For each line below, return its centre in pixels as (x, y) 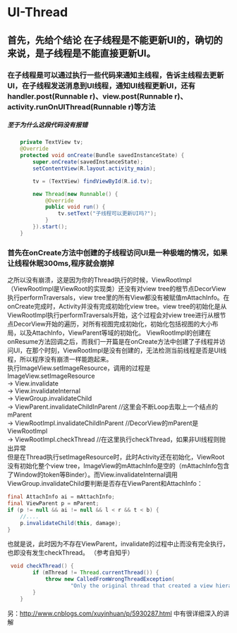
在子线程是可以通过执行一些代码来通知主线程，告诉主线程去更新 (116, 75)
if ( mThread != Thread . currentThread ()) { (96, 573)
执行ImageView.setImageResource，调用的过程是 (79, 368)
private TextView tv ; (51, 142)
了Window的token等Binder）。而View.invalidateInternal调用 (93, 475)
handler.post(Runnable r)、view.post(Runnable (90, 96)
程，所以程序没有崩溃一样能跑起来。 (60, 359)
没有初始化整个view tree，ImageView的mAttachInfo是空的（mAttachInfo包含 (119, 466)
